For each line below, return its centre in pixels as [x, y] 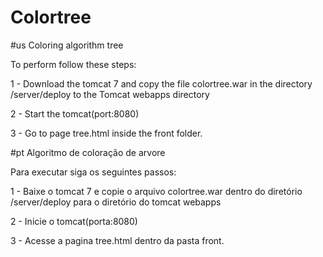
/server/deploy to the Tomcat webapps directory [110, 94]
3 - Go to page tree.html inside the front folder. [106, 133]
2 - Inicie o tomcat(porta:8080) [74, 221]
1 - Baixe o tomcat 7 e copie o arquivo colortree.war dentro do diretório [156, 191]
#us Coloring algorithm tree [67, 45]
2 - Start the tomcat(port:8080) [75, 113]
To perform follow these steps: [73, 64]
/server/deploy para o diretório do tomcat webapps [116, 202]
